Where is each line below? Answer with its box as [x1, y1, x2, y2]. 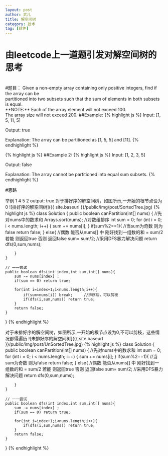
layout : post [5, 7, 33, 13]
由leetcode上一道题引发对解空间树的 [5, 49, 157, 61]
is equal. [5, 101, 23, 107]
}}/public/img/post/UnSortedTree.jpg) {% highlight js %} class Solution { [5, 341, 154, 347]
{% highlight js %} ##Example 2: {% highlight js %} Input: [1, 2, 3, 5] [5, 152, 145, 158]
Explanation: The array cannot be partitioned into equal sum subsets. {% [5, 172, 155, 178]
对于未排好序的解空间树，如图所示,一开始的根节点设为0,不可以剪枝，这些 [5, 329, 155, 335]
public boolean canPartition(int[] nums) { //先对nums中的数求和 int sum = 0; [5, 347, 161, 353]
